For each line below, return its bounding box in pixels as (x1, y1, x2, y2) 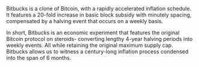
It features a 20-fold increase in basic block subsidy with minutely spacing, (6, 11, 192, 18)
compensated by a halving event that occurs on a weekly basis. (6, 18, 164, 24)
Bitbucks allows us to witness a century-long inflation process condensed (6, 48, 189, 55)
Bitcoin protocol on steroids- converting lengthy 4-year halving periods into (6, 36, 193, 42)
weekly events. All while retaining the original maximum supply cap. (6, 42, 173, 49)
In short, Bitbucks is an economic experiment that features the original (6, 29, 180, 36)
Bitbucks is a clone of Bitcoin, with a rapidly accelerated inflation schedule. (6, 5, 192, 12)
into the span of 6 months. (6, 55, 71, 61)
